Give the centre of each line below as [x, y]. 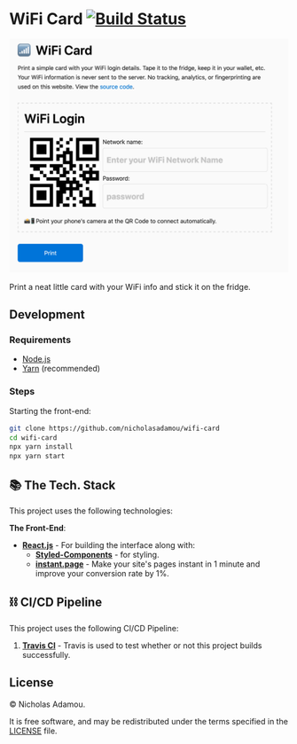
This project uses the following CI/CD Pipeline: [94, 628]
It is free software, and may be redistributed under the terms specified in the [148, 721]
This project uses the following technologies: [91, 511]
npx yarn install [41, 447]
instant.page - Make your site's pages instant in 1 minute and [148, 564]
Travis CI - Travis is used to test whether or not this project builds [142, 645]
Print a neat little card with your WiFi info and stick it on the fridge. [130, 286]
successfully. [46, 654]
